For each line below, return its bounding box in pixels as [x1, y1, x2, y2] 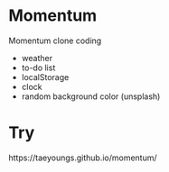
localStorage [21, 71, 70, 82]
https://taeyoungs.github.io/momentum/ [8, 152, 157, 163]
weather [21, 52, 53, 63]
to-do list [21, 62, 56, 73]
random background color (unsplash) [21, 91, 161, 102]
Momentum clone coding [8, 35, 102, 46]
